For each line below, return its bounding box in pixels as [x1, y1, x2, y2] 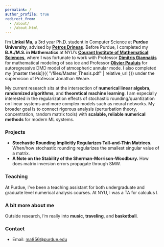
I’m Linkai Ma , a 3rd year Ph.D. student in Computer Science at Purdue [5, 39, 148, 45]
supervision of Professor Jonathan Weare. [5, 76, 91, 82]
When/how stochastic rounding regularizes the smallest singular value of [12, 145, 160, 151]
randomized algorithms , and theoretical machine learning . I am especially [5, 91, 157, 96]
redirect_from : [5, 16, 36, 21]
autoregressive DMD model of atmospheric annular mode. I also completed [5, 65, 157, 71]
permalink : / [5, 7, 32, 12]
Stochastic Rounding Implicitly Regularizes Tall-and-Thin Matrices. [12, 140, 152, 146]
